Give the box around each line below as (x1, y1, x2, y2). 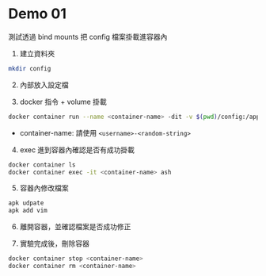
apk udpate (8, 199, 44, 207)
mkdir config (8, 64, 51, 72)
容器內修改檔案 (19, 183, 69, 193)
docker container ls (8, 160, 77, 169)
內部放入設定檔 (19, 80, 69, 90)
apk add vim (8, 207, 47, 215)
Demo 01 (8, 5, 67, 23)
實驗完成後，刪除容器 (19, 239, 89, 248)
